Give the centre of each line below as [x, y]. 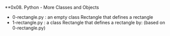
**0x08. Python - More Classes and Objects [52, 7]
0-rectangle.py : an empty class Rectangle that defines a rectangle [83, 17]
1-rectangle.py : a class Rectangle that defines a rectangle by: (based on [89, 23]
